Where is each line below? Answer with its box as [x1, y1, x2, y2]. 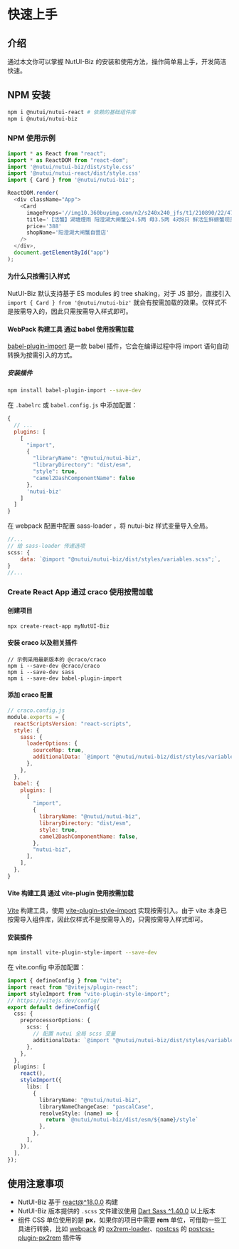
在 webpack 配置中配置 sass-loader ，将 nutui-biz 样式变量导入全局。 [7, 521, 212, 530]
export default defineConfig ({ [7, 1004, 100, 1011]
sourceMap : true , [33, 747, 84, 754]
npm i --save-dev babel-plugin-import [7, 675, 122, 682]
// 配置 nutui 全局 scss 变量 [33, 1030, 116, 1038]
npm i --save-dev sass [7, 668, 75, 676]
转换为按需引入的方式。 [7, 351, 76, 360]
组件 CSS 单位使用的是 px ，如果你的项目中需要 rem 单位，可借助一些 [17, 1215, 221, 1224]
